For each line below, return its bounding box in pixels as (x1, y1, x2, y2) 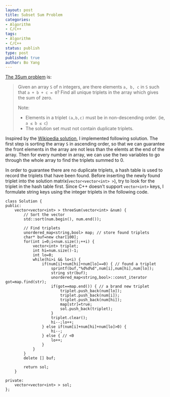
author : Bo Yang (5, 60, 40, 65)
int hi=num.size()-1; (32, 248, 79, 254)
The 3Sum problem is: (5, 74, 52, 80)
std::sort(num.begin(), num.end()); (23, 217, 102, 222)
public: (5, 203, 22, 208)
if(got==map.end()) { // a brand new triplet (51, 284, 150, 289)
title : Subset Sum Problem (5, 12, 63, 17)
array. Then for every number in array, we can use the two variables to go (5, 152, 160, 158)
